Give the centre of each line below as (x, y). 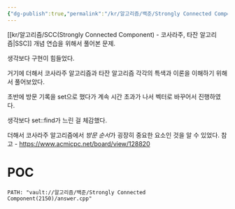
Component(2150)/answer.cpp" (50, 199)
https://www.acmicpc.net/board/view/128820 (85, 143)
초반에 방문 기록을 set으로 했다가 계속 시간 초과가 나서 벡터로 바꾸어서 (102, 96)
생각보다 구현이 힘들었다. (41, 58)
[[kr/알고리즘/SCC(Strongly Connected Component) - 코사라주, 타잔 (103, 34)
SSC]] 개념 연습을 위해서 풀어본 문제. (65, 43)
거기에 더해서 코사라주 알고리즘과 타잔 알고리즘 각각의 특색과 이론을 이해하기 (111, 73)
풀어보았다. (30, 82)
